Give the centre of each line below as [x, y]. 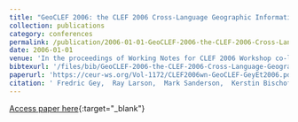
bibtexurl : [29, 67]
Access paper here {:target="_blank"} [77, 108]
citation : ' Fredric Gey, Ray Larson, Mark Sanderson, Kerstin [134, 83]
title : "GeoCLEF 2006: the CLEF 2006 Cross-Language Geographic [130, 17]
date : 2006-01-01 [41, 50]
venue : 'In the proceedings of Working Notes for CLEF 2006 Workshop [141, 58]
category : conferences [51, 34]
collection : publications [57, 26]
